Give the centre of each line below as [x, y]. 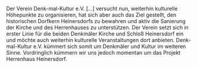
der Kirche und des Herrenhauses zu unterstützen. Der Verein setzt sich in [97, 27]
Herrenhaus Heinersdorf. [37, 59]
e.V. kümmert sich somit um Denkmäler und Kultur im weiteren [110, 46]
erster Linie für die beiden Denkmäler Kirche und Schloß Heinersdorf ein [95, 34]
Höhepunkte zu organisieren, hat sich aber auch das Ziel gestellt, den [91, 15]
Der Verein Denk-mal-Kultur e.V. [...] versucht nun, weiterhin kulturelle [92, 9]
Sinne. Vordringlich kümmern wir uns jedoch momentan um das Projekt [93, 52]
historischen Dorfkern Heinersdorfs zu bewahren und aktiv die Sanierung [96, 21]
